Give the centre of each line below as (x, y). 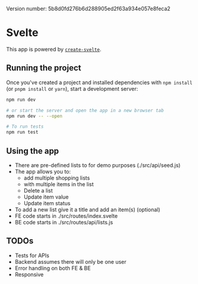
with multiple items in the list (59, 184)
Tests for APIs (32, 255)
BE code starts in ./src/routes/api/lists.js (64, 222)
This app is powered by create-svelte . (54, 49)
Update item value (46, 197)
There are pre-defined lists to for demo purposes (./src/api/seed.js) (98, 165)
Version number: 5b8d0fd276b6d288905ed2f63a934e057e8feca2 (89, 9)
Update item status (47, 203)
